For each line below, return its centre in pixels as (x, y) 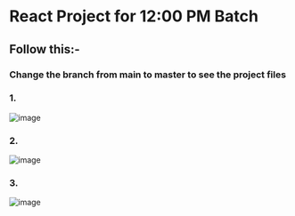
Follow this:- (45, 49)
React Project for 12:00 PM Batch (134, 16)
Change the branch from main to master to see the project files (148, 75)
